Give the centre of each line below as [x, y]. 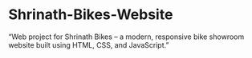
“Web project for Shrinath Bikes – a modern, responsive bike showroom [126, 37]
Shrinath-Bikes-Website [91, 15]
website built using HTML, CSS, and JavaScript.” [89, 44]
